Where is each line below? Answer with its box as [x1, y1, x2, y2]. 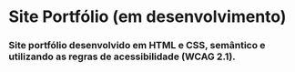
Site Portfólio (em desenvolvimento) [8, 6, 287, 27]
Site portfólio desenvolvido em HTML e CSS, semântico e [8, 39, 266, 52]
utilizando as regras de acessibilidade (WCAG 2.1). [8, 50, 236, 63]
